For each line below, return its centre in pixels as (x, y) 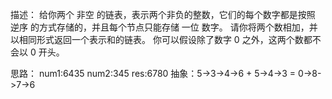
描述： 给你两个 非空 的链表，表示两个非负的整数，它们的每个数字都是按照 (163, 14)
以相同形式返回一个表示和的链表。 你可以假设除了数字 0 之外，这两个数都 (161, 39)
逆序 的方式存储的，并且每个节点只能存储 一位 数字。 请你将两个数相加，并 (164, 27)
